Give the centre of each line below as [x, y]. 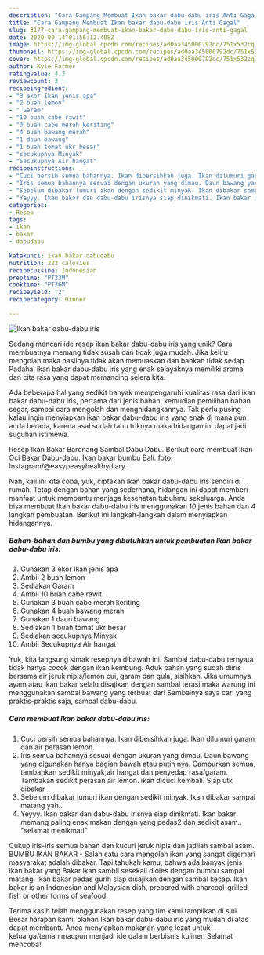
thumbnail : [27, 52]
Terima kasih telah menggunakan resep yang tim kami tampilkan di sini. [124, 910]
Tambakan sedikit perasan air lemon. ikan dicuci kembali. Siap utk [127, 780]
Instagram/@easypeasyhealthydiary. [68, 466]
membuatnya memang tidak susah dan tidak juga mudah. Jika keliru [118, 352]
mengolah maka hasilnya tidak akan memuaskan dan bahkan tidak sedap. [128, 360]
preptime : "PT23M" [39, 278]
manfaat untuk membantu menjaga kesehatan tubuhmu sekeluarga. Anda [127, 498]
